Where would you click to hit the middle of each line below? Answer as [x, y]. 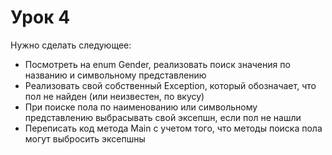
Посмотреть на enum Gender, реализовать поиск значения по [157, 64]
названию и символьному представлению [115, 75]
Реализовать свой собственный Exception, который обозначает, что [170, 85]
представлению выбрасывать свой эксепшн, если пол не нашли [163, 117]
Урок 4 [40, 17]
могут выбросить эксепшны [85, 138]
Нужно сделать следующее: [71, 45]
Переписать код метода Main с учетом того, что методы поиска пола [173, 128]
